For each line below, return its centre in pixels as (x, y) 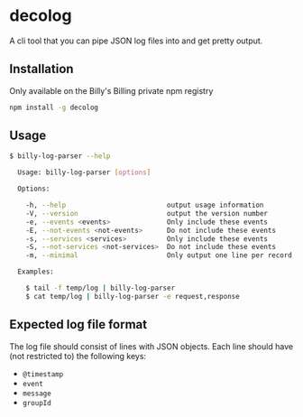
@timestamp (43, 374)
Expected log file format (78, 324)
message (37, 394)
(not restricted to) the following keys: (78, 356)
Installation (41, 69)
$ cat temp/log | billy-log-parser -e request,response (133, 296)
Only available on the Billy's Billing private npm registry (111, 90)
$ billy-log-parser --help (60, 156)
